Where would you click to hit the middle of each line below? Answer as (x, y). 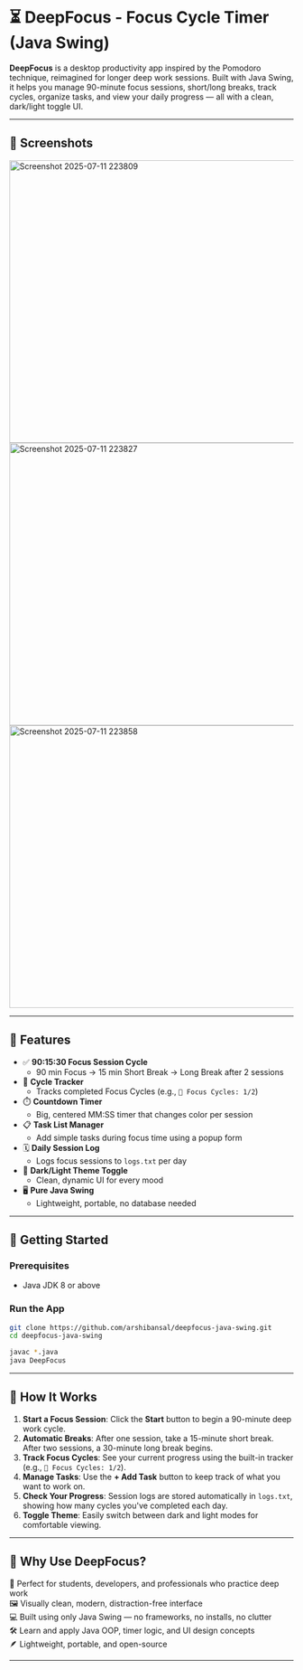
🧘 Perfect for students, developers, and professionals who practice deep (144, 1583)
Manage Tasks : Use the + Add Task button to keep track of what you (151, 1477)
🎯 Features (40, 1040)
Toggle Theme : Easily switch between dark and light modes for (140, 1514)
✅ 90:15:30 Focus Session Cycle (85, 1061)
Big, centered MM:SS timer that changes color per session (144, 1114)
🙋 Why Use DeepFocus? (78, 1562)
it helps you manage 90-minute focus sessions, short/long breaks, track (143, 87)
